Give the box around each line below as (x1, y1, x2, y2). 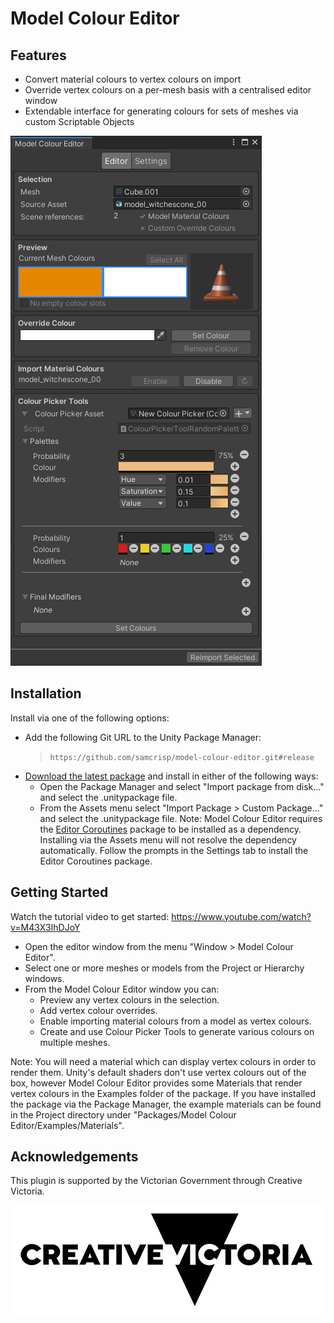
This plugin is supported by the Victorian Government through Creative (10, 1175, 303, 1187)
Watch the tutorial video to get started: (10, 910, 170, 922)
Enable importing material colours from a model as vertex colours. (39, 1015, 312, 1027)
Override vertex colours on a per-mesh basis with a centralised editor (24, 84, 312, 96)
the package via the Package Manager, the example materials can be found (10, 1098, 322, 1110)
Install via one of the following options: (10, 712, 170, 724)
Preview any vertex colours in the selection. (39, 993, 220, 1006)
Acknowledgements (10, 1148, 139, 1166)
